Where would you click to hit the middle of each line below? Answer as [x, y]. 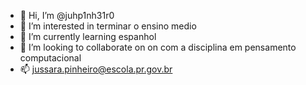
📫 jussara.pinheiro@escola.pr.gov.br [96, 69]
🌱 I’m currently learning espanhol [88, 36]
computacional [50, 58]
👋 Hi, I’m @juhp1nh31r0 [67, 15]
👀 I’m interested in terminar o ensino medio [108, 26]
